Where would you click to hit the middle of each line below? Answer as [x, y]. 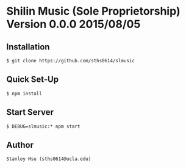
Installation [28, 47]
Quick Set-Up [33, 80]
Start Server [30, 112]
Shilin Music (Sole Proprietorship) [94, 11]
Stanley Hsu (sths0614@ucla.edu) [49, 159]
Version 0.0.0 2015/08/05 [73, 24]
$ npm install [24, 93]
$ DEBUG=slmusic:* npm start [43, 126]
